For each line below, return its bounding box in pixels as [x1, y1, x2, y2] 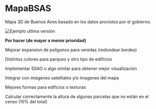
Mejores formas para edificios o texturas [5, 84, 86, 90]
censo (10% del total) [5, 98, 47, 104]
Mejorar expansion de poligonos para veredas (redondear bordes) [5, 47, 137, 53]
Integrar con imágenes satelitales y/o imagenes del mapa [5, 75, 119, 81]
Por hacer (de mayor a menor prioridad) [5, 37, 86, 43]
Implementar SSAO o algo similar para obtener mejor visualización [5, 66, 137, 71]
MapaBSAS [5, 3, 51, 14]
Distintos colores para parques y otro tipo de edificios [5, 56, 112, 62]
